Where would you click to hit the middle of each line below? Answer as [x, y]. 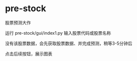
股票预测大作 [18, 22]
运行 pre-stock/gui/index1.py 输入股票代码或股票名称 [58, 33]
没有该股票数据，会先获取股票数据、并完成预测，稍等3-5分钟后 [69, 43]
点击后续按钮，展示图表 [29, 54]
